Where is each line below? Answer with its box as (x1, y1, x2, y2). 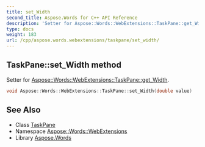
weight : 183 (6, 32, 37, 38)
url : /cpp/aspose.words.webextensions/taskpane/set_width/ (6, 37, 160, 43)
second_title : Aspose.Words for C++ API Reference (6, 15, 138, 21)
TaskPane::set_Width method (6, 60, 122, 70)
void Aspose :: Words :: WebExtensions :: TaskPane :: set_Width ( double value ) (6, 88, 192, 94)
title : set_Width (6, 9, 51, 15)
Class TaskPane (15, 121, 56, 128)
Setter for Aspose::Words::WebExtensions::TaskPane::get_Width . (6, 76, 170, 83)
